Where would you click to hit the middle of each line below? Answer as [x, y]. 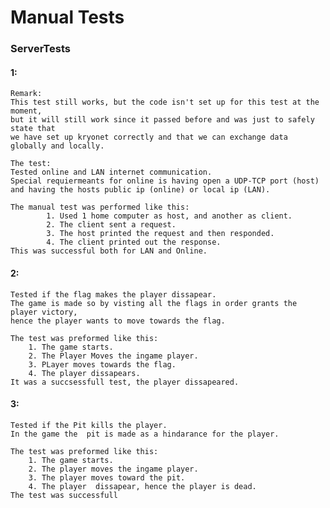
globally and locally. [57, 146]
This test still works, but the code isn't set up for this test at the [165, 102]
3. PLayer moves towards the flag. [102, 364]
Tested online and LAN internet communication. [111, 172]
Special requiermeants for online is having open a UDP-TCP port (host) [165, 181]
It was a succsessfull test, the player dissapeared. [125, 382]
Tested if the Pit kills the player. [89, 425]
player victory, [44, 312]
